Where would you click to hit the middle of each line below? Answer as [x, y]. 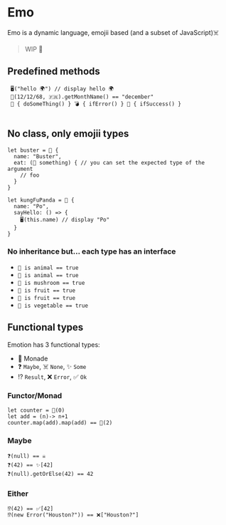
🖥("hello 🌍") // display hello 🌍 [62, 89]
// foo [30, 175]
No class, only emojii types [68, 134]
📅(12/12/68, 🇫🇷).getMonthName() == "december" [82, 97]
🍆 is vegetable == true [53, 306]
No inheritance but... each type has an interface [92, 251]
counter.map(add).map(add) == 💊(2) [60, 422]
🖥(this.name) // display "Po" [65, 219]
